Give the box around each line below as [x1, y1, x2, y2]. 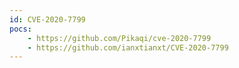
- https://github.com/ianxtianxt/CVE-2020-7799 [27, 42, 229, 53]
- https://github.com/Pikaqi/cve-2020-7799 [27, 33, 212, 43]
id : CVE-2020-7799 [9, 14, 86, 25]
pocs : [9, 24, 32, 34]
